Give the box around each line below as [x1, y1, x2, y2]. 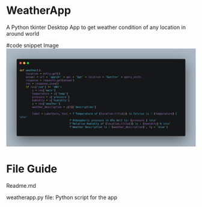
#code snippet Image [6, 42, 59, 49]
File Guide [6, 162, 58, 176]
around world [6, 30, 40, 37]
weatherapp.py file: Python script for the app [6, 194, 117, 201]
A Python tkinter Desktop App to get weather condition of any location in [6, 24, 186, 31]
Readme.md [6, 182, 36, 189]
